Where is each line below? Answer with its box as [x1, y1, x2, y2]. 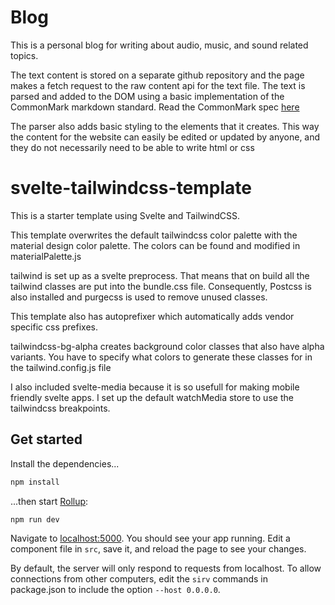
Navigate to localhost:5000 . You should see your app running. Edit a [10, 532, 291, 545]
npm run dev [10, 514, 60, 525]
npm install [10, 477, 60, 487]
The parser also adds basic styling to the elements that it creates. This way [10, 120, 320, 132]
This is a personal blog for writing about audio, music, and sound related [10, 39, 309, 51]
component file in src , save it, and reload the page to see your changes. [10, 543, 307, 555]
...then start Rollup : [10, 495, 89, 507]
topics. [10, 49, 39, 61]
